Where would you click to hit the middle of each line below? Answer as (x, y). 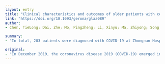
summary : (14, 36)
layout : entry (20, 9)
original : (15, 49)
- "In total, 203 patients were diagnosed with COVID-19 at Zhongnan (78, 41)
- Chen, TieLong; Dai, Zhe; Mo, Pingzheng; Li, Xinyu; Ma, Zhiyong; (77, 28)
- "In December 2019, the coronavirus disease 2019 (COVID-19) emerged (80, 54)
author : (13, 23)
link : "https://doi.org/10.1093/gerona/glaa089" (56, 18)
